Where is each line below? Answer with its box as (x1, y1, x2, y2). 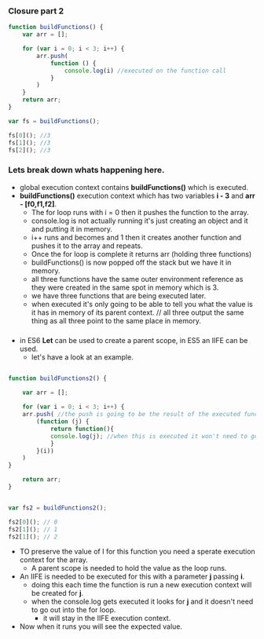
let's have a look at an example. (31, 352, 134, 362)
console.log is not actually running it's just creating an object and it (31, 216, 249, 225)
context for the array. (19, 555, 89, 564)
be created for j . (31, 589, 84, 598)
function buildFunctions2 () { (8, 374, 108, 382)
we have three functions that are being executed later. (31, 290, 207, 300)
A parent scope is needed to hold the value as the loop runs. (31, 564, 227, 573)
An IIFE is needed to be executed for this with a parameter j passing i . (19, 571, 245, 582)
